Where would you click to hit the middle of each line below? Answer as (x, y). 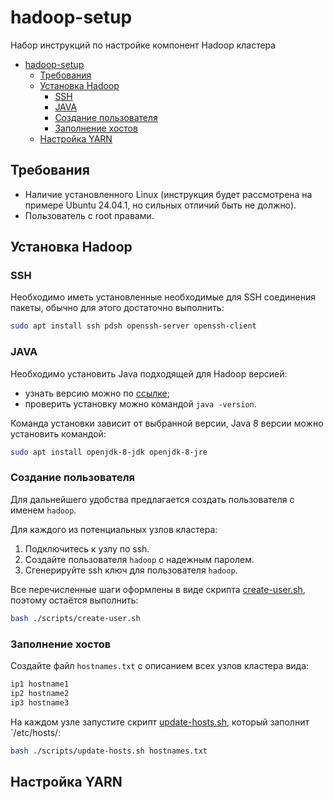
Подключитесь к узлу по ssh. (87, 548)
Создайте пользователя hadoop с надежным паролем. (139, 559)
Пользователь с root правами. (89, 215)
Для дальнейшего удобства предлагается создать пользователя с (152, 499)
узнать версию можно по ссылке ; (97, 393)
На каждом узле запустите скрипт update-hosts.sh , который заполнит (160, 722)
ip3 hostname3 (40, 702)
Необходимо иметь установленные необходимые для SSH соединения (163, 297)
